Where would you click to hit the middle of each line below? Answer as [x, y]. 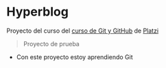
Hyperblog [38, 12]
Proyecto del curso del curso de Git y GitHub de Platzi [83, 31]
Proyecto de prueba [51, 44]
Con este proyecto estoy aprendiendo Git [74, 57]
